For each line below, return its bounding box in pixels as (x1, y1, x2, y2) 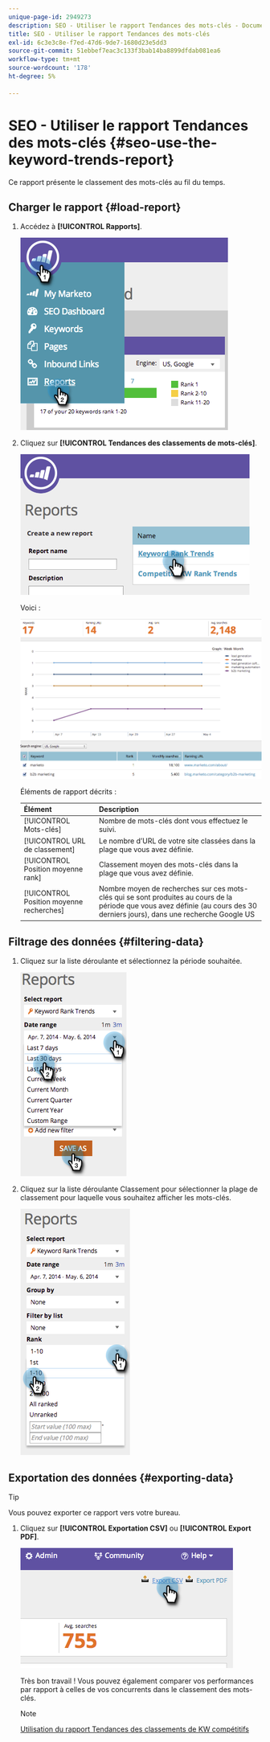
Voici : (19, 603, 41, 613)
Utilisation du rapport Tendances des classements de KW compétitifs (19, 1724, 249, 1734)
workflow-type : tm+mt (8, 55, 81, 64)
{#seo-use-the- (109, 133, 218, 152)
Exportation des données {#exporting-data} (8, 1471, 235, 1485)
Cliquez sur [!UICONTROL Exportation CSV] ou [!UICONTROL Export (19, 1523, 252, 1533)
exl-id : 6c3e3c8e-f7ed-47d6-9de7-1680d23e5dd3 (8, 39, 167, 47)
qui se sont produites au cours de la (113, 892, 233, 902)
